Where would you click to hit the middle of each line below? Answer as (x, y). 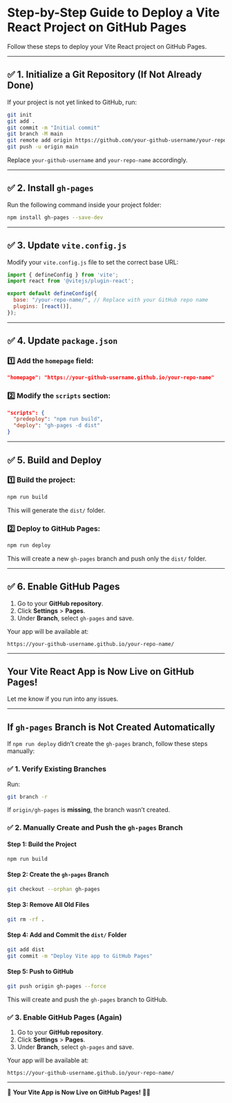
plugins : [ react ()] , (43, 306)
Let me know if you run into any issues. (63, 699)
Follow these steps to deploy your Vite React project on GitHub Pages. (107, 46)
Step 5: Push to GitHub (40, 972)
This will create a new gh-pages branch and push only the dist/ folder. (107, 558)
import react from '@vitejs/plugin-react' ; (71, 281)
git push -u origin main (43, 147)
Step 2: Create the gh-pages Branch (58, 875)
